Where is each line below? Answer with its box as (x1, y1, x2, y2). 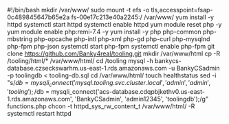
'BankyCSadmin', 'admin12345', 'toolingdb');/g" (74, 95, 208, 103)
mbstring (7, 35, 33, 43)
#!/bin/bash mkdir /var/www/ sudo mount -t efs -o (7, 6, 150, 14)
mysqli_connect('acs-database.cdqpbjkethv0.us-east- (51, 87, 205, 95)
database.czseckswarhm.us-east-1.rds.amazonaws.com (7, 64, 167, 72)
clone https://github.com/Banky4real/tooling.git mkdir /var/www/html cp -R (7, 49, 221, 58)
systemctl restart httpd (7, 109, 72, 117)
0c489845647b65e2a (7, 13, 70, 21)
